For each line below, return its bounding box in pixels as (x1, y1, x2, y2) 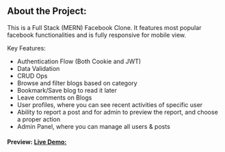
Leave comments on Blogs (16, 93, 92, 102)
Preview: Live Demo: (7, 138, 67, 146)
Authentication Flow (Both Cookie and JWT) (16, 57, 142, 65)
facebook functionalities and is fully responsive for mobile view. (7, 31, 187, 39)
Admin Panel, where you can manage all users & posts (16, 122, 171, 130)
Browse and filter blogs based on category (16, 78, 138, 87)
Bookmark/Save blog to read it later (16, 86, 118, 94)
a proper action (16, 115, 61, 123)
